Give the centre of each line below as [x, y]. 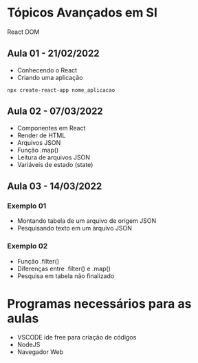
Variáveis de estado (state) [55, 164]
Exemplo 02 [27, 246]
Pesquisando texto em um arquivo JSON [75, 228]
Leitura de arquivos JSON [54, 157]
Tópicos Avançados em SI [82, 13]
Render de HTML [41, 135]
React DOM [23, 32]
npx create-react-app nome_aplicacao [61, 90]
